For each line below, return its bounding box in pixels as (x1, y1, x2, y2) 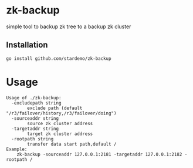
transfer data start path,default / (27, 141, 117, 147)
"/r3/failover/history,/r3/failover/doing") (6, 110, 117, 116)
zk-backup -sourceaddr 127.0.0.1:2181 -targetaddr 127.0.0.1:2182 (16, 151, 182, 157)
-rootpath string (11, 136, 54, 142)
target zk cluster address (27, 130, 93, 137)
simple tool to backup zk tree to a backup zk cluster (6, 23, 131, 30)
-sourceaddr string (11, 115, 59, 121)
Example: (6, 146, 28, 152)
